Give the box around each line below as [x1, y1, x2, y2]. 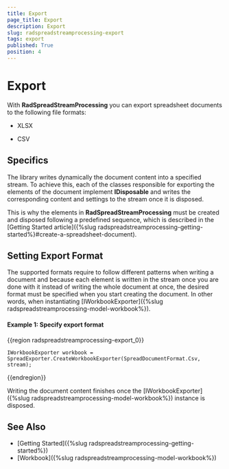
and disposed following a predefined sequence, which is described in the [7, 215, 215, 223]
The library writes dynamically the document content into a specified [7, 173, 202, 181]
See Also [7, 421, 46, 433]
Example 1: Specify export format [7, 320, 104, 329]
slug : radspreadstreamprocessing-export [7, 29, 125, 36]
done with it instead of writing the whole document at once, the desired [7, 283, 209, 291]
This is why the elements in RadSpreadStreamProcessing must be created [7, 208, 219, 217]
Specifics [7, 155, 49, 166]
